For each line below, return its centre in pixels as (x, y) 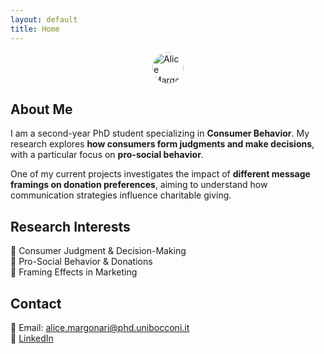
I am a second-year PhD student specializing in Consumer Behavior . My (160, 133)
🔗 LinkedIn (32, 338)
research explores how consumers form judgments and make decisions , (162, 144)
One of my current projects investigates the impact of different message (160, 174)
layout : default (44, 19)
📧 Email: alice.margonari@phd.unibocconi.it (100, 327)
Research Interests (70, 226)
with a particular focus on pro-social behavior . (107, 155)
